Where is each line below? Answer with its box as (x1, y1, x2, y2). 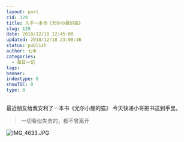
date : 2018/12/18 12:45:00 (6, 31, 74, 37)
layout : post (6, 8, 39, 15)
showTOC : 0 (6, 82, 34, 88)
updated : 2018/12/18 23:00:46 (6, 37, 82, 43)
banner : (6, 70, 26, 76)
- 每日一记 (11, 59, 35, 65)
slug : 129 (6, 25, 31, 32)
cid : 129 (6, 14, 28, 20)
